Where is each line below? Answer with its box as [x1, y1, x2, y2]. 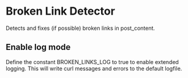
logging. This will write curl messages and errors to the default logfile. [6, 65, 182, 72]
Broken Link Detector [6, 4, 116, 18]
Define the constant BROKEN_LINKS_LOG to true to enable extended [6, 58, 179, 65]
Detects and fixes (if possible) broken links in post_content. [6, 24, 156, 32]
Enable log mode [6, 42, 71, 52]
